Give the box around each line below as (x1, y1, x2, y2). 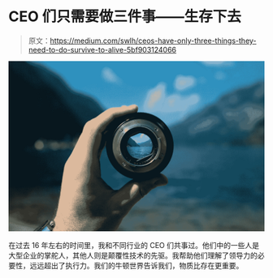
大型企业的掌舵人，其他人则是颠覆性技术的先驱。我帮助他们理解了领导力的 (8, 250, 258, 260)
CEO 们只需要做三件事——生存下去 (8, 7, 241, 26)
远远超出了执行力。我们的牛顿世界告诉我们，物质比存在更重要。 (29, 260, 244, 270)
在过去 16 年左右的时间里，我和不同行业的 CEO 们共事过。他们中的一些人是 (8, 240, 260, 250)
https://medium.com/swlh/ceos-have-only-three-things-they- (50, 36, 258, 45)
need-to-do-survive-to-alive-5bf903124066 (28, 45, 177, 54)
